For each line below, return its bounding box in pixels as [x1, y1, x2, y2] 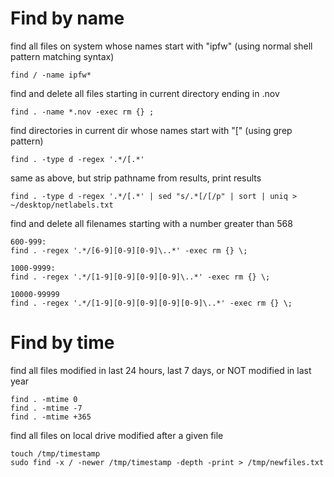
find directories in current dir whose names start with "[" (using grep [10, 124, 293, 136]
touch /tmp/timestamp [10, 448, 101, 459]
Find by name [10, 7, 125, 30]
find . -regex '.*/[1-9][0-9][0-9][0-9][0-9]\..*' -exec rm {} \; [10, 298, 293, 308]
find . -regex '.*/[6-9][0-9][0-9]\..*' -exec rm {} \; [10, 245, 248, 256]
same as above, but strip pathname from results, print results [10, 172, 262, 184]
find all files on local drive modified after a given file [10, 429, 224, 441]
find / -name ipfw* [10, 70, 92, 80]
